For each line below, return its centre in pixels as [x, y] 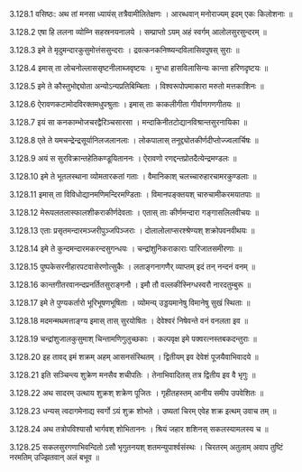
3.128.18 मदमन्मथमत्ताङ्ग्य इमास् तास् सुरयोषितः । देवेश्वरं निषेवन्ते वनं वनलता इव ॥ [129, 321]
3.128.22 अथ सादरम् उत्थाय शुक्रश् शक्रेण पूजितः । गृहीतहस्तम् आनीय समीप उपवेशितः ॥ [137, 393]
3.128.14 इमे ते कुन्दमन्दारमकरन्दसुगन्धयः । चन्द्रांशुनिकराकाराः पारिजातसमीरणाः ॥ [126, 249]
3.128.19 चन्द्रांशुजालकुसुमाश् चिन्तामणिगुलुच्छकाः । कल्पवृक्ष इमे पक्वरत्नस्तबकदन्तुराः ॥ [133, 339]
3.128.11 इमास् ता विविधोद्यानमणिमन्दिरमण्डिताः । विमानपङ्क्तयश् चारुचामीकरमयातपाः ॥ [134, 194]
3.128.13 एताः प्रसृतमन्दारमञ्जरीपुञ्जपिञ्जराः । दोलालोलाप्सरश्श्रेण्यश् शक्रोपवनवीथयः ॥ [132, 231]
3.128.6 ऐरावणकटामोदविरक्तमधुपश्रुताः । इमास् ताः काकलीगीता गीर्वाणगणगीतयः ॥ [125, 104]
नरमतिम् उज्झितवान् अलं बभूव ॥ [55, 457]
